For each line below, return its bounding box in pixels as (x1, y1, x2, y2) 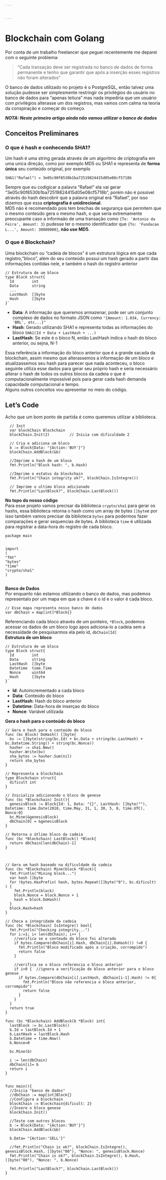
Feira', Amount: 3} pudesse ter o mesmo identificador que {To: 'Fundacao (5, 221, 160, 227)
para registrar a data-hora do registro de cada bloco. (5, 524, 113, 530)
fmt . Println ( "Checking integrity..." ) (9, 927, 90, 933)
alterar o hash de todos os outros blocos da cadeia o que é (5, 371, 125, 377)
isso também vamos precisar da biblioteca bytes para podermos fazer (5, 513, 148, 519)
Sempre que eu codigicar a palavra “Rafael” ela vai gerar (5, 184, 121, 190)
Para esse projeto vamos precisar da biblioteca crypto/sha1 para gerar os (5, 503, 156, 509)
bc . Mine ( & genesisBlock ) (9, 815, 58, 820)
